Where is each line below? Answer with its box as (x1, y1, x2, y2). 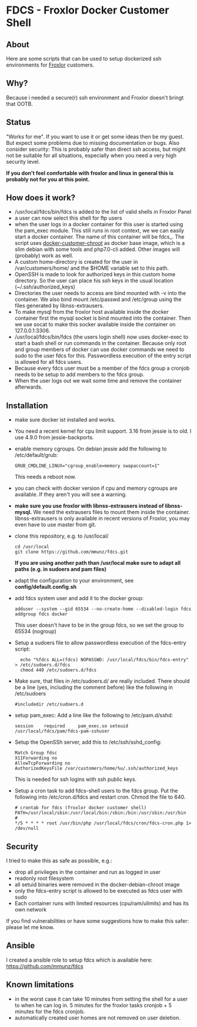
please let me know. (6, 924, 55, 931)
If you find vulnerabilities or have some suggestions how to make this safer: (6, 917, 189, 925)
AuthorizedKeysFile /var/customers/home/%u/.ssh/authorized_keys (14, 766, 178, 771)
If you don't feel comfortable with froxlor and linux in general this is (6, 169, 174, 177)
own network (14, 906, 47, 913)
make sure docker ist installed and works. (14, 416, 116, 423)
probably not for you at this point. (6, 175, 90, 183)
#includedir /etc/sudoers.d (14, 701, 84, 707)
